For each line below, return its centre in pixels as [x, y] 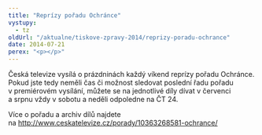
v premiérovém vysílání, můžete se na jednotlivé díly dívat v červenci [120, 91]
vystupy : [22, 23]
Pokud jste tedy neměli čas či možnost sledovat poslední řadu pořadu [121, 82]
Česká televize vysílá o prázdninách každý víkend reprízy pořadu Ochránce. [131, 74]
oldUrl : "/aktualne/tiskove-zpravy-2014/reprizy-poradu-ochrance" [119, 37]
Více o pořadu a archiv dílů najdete [65, 114]
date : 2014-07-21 [37, 45]
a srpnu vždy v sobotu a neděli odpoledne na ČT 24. [93, 99]
